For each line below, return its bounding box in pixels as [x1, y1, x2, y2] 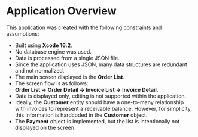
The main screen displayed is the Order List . [14, 73, 124, 80]
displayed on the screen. [14, 124, 76, 131]
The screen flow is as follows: [14, 79, 89, 87]
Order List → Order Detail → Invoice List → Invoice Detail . [14, 86, 159, 93]
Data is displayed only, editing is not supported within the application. [14, 92, 187, 99]
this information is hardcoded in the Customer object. [14, 111, 148, 119]
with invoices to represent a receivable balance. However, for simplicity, [14, 105, 193, 112]
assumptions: [6, 30, 39, 37]
